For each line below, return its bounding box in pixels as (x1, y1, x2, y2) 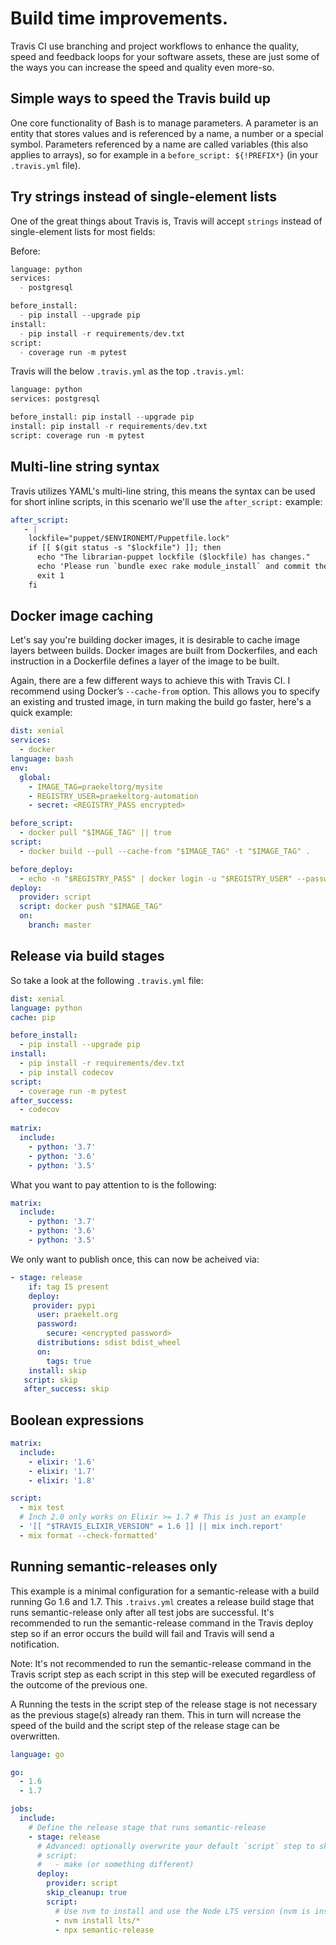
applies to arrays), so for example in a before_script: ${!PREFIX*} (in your (10, 148, 319, 161)
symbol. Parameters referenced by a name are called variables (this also (10, 138, 309, 150)
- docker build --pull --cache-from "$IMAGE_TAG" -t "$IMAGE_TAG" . (19, 846, 311, 856)
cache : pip (10, 1012, 56, 1022)
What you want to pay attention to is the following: (10, 1178, 217, 1191)
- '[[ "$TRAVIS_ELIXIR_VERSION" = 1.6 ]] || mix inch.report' (19, 1522, 284, 1532)
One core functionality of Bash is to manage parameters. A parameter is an (10, 117, 319, 129)
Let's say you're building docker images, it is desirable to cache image (10, 634, 301, 646)
